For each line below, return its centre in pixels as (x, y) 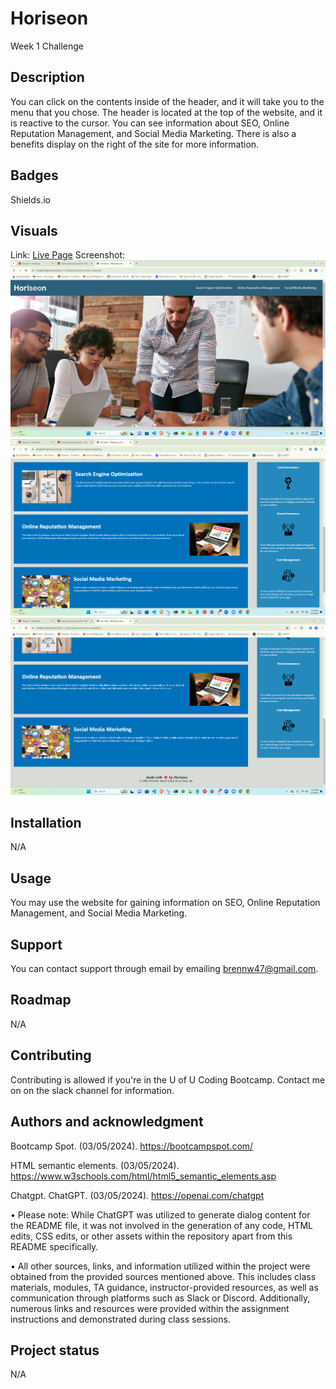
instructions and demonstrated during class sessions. (120, 1319)
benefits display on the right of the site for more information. (135, 144)
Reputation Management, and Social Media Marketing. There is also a (153, 133)
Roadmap (41, 1000)
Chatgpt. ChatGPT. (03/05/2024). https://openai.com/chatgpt (137, 1195)
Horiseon (49, 18)
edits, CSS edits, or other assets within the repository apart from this (151, 1236)
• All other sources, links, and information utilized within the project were (160, 1266)
